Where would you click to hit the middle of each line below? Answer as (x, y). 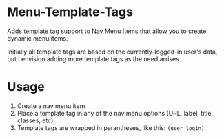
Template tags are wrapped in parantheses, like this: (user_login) (111, 127)
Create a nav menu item (51, 106)
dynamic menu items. (38, 38)
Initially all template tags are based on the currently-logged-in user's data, (112, 52)
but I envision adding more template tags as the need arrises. (94, 58)
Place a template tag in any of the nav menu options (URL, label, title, (115, 113)
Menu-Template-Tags (70, 12)
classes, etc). (36, 120)
